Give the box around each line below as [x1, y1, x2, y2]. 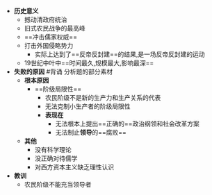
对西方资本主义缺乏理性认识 [34, 163, 115, 171]
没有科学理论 [34, 146, 72, 153]
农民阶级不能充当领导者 [24, 180, 92, 188]
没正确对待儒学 [34, 154, 78, 162]
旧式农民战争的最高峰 [24, 24, 85, 32]
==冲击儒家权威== [24, 33, 78, 41]
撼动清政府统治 [24, 15, 67, 24]
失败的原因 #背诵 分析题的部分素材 [13, 67, 113, 76]
